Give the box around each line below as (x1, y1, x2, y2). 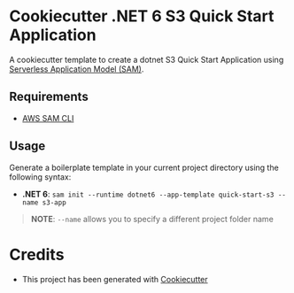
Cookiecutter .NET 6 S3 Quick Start (9, 6, 275, 27)
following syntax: (9, 171, 72, 182)
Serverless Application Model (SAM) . (9, 64, 144, 74)
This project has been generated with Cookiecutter (21, 274, 208, 284)
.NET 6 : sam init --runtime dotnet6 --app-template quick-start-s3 (21, 189, 275, 199)
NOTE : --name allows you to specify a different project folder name (30, 213, 275, 224)
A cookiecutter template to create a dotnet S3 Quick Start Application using (9, 54, 284, 65)
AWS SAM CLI (21, 112, 74, 123)
